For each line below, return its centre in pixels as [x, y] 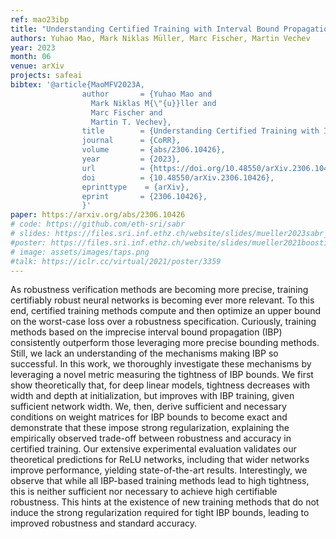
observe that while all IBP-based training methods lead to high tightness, [160, 481]
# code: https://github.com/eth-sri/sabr [98, 224]
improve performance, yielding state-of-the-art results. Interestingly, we [159, 470]
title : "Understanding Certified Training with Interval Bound [145, 29]
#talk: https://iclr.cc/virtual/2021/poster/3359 [116, 261]
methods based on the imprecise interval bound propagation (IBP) [146, 332]
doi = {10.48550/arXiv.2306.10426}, [178, 177]
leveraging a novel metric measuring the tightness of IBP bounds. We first [162, 375]
